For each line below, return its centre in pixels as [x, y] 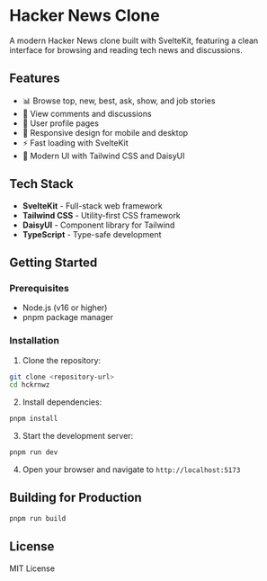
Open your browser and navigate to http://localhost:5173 [131, 469]
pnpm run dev [34, 452]
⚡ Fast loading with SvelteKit [75, 143]
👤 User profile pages [60, 123]
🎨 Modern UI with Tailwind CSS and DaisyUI [103, 156]
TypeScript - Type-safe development [92, 234]
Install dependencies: [62, 402]
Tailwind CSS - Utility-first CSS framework [102, 215]
